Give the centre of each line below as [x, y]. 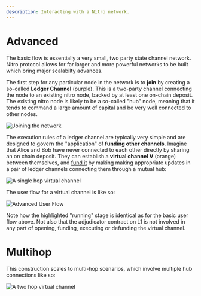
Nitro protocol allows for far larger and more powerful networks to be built [97, 64]
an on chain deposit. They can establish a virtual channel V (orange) [91, 156]
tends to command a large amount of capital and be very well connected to [99, 108]
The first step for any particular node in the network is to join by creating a [98, 82]
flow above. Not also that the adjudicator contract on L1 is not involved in [96, 221]
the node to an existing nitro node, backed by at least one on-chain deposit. [100, 95]
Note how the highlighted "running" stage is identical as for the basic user [97, 215]
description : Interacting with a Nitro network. [68, 12]
